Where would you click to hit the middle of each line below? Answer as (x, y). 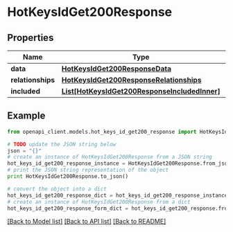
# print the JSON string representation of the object (88, 170)
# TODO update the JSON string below (62, 144)
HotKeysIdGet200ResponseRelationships (131, 80)
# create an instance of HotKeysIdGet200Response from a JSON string (110, 157)
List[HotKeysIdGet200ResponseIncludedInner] (141, 91)
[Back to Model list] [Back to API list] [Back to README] (87, 222)
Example (26, 116)
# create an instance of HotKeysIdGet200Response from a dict (99, 202)
